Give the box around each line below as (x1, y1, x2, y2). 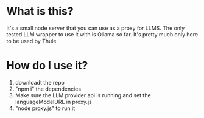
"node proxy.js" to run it (15, 105, 76, 112)
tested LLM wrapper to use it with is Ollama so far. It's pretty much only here (6, 30, 199, 38)
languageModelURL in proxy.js (15, 98, 93, 105)
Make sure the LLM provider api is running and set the (15, 91, 151, 99)
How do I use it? (6, 59, 88, 72)
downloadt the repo (15, 78, 65, 86)
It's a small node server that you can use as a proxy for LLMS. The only (6, 24, 185, 32)
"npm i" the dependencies (15, 85, 81, 92)
